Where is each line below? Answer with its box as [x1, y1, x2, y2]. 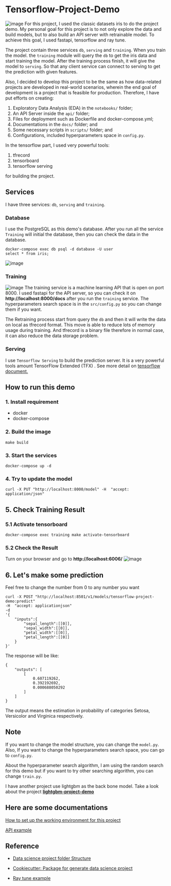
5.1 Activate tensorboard [5, 521, 68, 528]
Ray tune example [12, 875, 51, 881]
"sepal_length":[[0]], [24, 621, 72, 626]
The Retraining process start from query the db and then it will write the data [5, 317, 166, 323]
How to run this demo [5, 383, 75, 392]
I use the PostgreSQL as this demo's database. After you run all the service [5, 226, 164, 232]
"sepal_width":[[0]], [24, 626, 70, 631]
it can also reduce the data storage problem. [5, 332, 99, 339]
